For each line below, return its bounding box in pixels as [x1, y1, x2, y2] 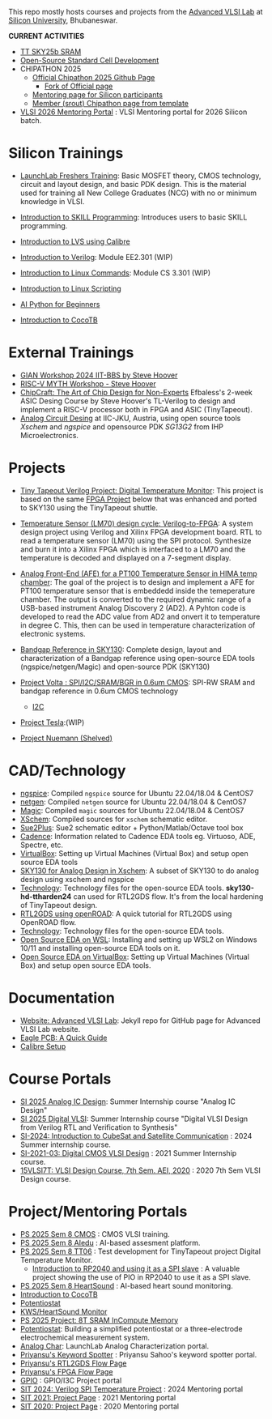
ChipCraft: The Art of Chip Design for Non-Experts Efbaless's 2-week [19, 387, 253, 397]
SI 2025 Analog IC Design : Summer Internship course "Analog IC [19, 1097, 236, 1106]
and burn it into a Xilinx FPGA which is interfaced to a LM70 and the [19, 544, 246, 554]
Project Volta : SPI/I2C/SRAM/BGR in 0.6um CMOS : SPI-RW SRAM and [19, 677, 256, 687]
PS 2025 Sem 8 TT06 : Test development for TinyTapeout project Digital [19, 1246, 261, 1256]
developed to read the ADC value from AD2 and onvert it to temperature [19, 611, 261, 621]
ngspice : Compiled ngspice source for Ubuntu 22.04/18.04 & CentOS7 [19, 788, 254, 798]
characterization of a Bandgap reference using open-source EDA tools [19, 653, 256, 663]
